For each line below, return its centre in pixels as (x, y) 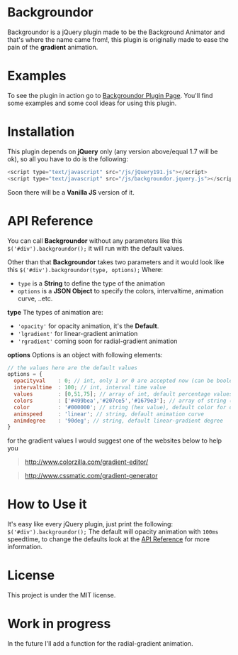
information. (25, 547)
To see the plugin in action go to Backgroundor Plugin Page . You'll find (110, 95)
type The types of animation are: (55, 312)
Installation (41, 132)
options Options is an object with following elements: (85, 354)
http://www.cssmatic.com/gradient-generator (91, 476)
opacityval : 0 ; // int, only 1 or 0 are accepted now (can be (114, 381)
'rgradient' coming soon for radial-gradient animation (97, 341)
